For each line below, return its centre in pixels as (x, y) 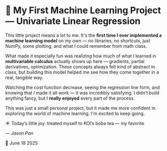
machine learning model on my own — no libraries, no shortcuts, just (78, 41)
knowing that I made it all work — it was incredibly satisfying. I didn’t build (82, 93)
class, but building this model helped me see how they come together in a (82, 72)
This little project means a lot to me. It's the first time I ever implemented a (83, 35)
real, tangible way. (24, 77)
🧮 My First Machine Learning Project (83, 10)
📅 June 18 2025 (22, 143)
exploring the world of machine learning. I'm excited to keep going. (75, 113)
